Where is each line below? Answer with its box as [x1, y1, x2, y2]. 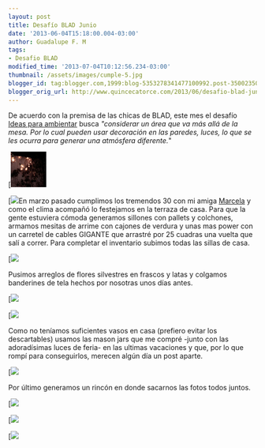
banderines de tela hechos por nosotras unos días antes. [8, 277, 193, 288]
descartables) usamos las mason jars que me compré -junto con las [8, 334, 229, 344]
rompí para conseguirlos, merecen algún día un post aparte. [8, 351, 203, 360]
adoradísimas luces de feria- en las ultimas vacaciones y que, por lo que [8, 342, 244, 352]
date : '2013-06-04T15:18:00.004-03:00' [8, 29, 140, 37]
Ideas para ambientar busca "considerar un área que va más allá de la [8, 119, 238, 128]
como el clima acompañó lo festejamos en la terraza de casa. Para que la [8, 204, 246, 213]
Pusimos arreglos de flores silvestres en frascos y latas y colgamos [8, 269, 227, 279]
